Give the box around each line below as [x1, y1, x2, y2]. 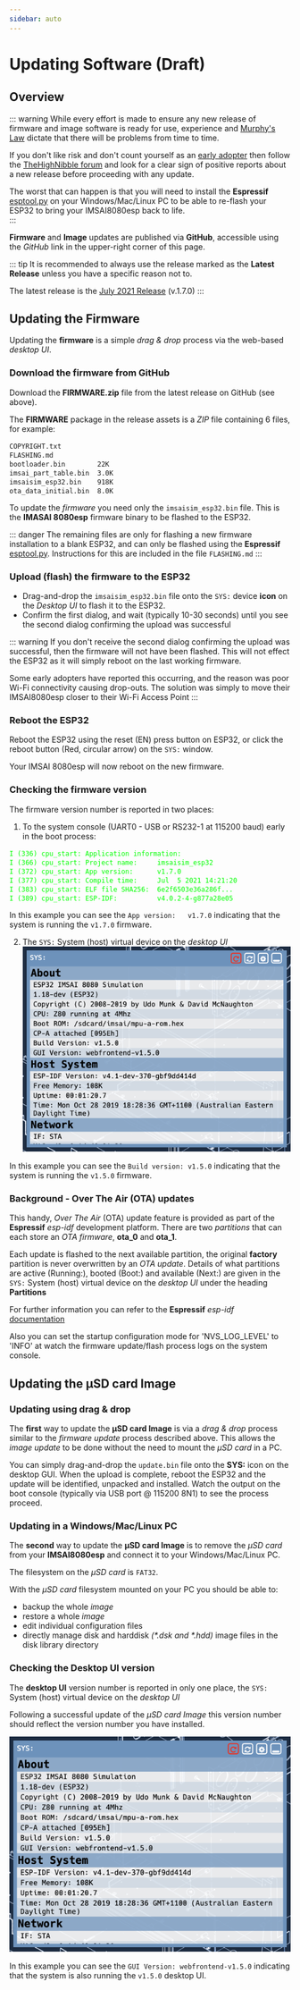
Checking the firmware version [9, 783, 147, 796]
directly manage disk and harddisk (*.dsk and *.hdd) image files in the [21, 1630, 279, 1640]
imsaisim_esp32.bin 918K [9, 477, 114, 486]
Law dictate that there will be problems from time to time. [9, 132, 220, 143]
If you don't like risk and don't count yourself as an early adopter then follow [9, 149, 290, 160]
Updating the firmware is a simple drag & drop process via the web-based [9, 335, 284, 346]
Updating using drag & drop [9, 1403, 131, 1415]
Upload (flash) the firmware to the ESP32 [9, 570, 191, 583]
